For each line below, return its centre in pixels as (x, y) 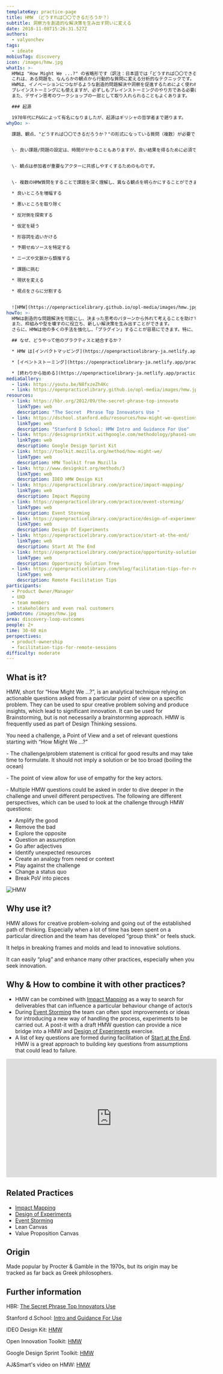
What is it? (26, 677)
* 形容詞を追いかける (35, 237)
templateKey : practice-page (41, 12)
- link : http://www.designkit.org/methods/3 (68, 468)
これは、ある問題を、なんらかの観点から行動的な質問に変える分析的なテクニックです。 (103, 79)
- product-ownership (37, 642)
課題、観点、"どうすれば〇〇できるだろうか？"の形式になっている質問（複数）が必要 (101, 134)
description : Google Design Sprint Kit (67, 446)
